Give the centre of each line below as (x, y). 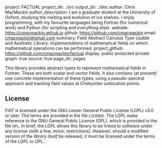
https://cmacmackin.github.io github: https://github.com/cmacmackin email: (81, 33)
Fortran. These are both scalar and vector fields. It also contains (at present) (81, 73)
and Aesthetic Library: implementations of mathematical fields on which (77, 43)
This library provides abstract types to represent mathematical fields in (76, 68)
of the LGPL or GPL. (25, 141)
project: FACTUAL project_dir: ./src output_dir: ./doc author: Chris (70, 7)
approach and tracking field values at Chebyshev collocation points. (73, 83)
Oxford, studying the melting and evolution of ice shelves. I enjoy (70, 17)
